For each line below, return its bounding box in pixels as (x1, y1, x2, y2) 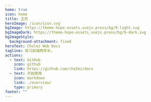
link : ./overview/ (14, 80, 52, 85)
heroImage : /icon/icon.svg (5, 21, 60, 26)
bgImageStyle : (5, 35, 34, 40)
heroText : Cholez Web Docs (5, 44, 60, 49)
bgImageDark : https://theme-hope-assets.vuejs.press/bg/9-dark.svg (5, 30, 147, 35)
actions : (5, 52, 23, 58)
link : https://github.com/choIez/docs (14, 67, 93, 72)
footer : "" (5, 89, 28, 94)
